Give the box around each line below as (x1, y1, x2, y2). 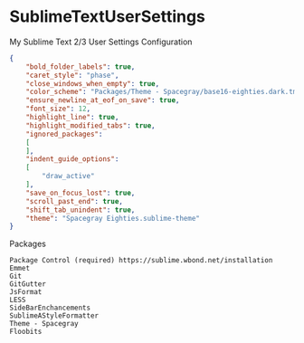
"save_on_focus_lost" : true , (25, 188, 136, 197)
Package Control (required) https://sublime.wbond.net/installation (9, 256, 273, 265)
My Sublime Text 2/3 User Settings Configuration (9, 36, 193, 47)
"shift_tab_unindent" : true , (25, 205, 136, 214)
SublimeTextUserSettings (9, 6, 206, 27)
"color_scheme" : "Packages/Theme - (25, 88, 160, 97)
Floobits (9, 328, 43, 337)
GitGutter (9, 280, 47, 289)
